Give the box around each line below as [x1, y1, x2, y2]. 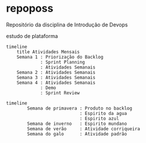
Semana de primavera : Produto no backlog [27, 105, 133, 111]
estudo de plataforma [6, 32, 59, 39]
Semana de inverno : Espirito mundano [27, 121, 127, 127]
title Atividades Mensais [16, 49, 80, 55]
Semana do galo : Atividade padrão [27, 131, 127, 137]
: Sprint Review [40, 90, 80, 96]
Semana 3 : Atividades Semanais [16, 74, 96, 80]
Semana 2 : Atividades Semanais [16, 69, 96, 75]
